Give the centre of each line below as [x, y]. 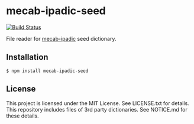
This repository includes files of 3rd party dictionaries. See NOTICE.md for [97, 109]
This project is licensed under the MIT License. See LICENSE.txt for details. [98, 103]
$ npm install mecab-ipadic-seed [47, 71]
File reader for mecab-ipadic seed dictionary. [61, 38]
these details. [22, 116]
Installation [27, 57]
